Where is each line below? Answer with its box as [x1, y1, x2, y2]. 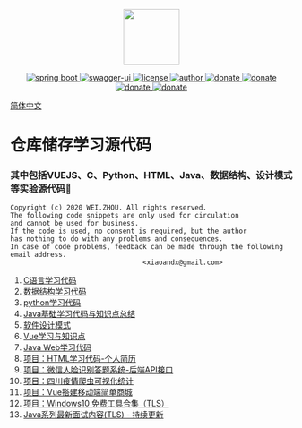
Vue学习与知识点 [22, 331, 86, 342]
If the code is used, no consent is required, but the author [10, 227, 247, 236]
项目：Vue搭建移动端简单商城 [22, 387, 133, 398]
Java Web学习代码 [22, 342, 92, 353]
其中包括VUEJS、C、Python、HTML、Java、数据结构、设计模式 [10, 169, 293, 182]
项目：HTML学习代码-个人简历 [22, 354, 137, 364]
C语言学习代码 [22, 275, 77, 286]
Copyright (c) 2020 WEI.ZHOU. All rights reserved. [10, 203, 207, 212]
